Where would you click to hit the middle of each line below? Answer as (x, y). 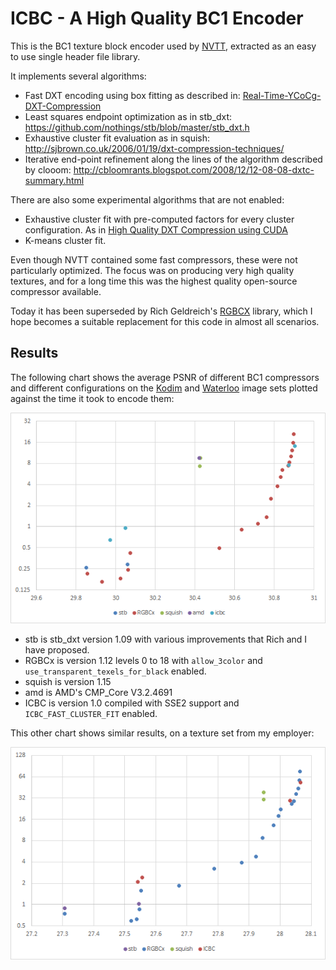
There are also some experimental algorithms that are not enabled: (147, 199)
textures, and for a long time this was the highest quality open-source (154, 281)
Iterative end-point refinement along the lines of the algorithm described (173, 159)
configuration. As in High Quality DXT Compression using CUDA (156, 229)
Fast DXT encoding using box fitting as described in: (132, 95)
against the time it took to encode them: (92, 398)
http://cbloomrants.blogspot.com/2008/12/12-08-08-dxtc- (194, 169)
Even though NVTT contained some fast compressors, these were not (154, 259)
